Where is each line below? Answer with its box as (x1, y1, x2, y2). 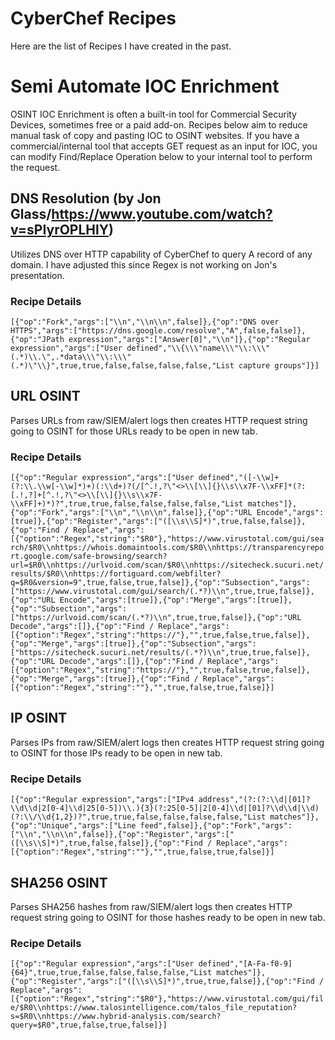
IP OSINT (10, 710, 68, 727)
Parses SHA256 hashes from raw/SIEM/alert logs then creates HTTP (10, 901, 293, 913)
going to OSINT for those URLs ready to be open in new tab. (10, 425, 258, 437)
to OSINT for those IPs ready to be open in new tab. (10, 747, 223, 759)
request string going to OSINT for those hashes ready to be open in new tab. (10, 912, 326, 924)
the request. (10, 161, 61, 173)
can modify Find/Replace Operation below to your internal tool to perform (10, 150, 313, 162)
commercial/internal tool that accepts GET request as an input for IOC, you (10, 140, 318, 152)
